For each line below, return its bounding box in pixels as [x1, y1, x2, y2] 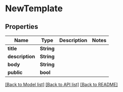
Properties [5, 23, 38, 31]
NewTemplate [5, 3, 63, 14]
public [7, 69, 23, 76]
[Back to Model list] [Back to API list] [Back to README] [5, 82, 118, 87]
